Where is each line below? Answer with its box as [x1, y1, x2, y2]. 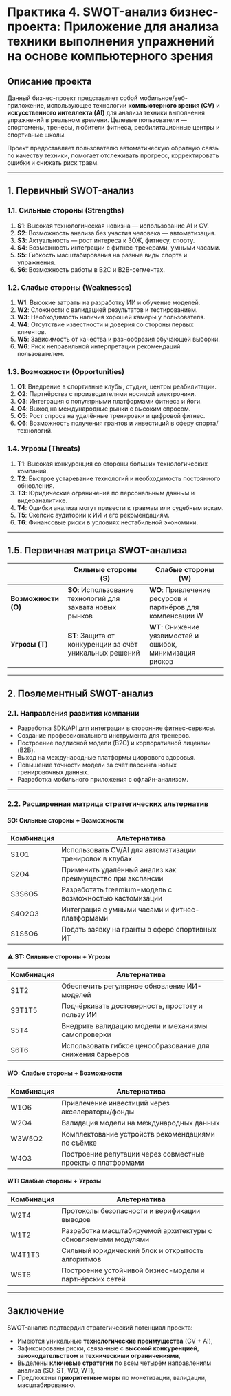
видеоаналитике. [16, 496, 67, 504]
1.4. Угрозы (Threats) [7, 444, 81, 453]
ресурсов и [148, 594, 188, 604]
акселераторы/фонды [61, 1107, 135, 1117]
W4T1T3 [10, 1250, 40, 1259]
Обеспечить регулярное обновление [61, 981, 186, 991]
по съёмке [61, 1138, 98, 1148]
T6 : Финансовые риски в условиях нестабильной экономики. [16, 518, 199, 527]
